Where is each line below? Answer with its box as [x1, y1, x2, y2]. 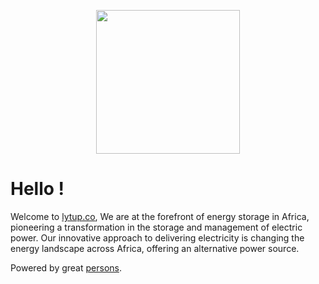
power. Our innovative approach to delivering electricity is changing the [10, 231, 305, 244]
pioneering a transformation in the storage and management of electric [10, 221, 303, 233]
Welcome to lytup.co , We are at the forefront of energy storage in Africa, [10, 210, 310, 222]
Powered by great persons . [10, 261, 122, 274]
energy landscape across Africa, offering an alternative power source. [10, 242, 300, 254]
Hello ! [10, 178, 65, 200]
